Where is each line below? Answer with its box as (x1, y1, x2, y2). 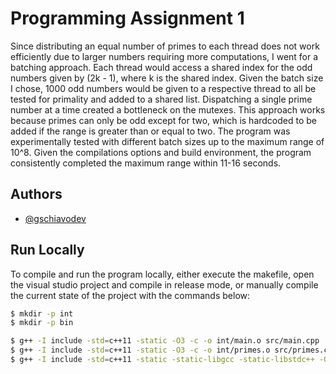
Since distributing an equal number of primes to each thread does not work (10, 40, 320, 52)
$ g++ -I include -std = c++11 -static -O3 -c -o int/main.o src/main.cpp (10, 336, 320, 346)
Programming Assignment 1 (10, 7, 245, 30)
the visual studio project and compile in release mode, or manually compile (10, 278, 319, 291)
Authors (10, 186, 63, 203)
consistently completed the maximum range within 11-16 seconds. (10, 157, 282, 169)
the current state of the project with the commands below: (10, 289, 251, 301)
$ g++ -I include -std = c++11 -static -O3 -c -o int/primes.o (10, 345, 271, 356)
